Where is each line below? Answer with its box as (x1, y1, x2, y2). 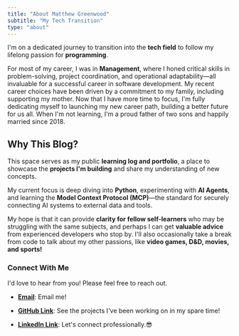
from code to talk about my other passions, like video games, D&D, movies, (7, 238, 230, 246)
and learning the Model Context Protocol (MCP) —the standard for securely (7, 194, 229, 202)
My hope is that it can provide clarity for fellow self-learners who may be (7, 215, 225, 224)
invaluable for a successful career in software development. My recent (7, 80, 215, 88)
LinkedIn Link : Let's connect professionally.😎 (17, 320, 153, 329)
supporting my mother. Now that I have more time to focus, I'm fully (7, 95, 206, 103)
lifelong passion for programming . (7, 51, 109, 59)
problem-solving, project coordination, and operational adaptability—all (7, 72, 216, 80)
